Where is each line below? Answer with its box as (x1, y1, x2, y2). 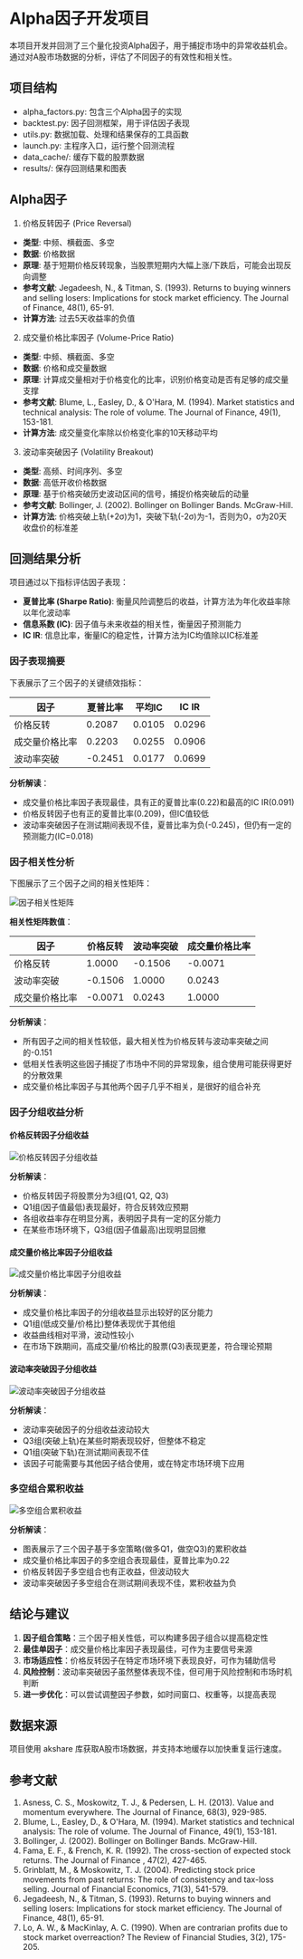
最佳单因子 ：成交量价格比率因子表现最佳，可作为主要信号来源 (22, 1643, 253, 1654)
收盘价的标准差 (22, 522, 79, 533)
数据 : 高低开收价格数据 (22, 476, 107, 487)
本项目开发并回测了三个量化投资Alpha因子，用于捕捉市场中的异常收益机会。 (9, 40, 292, 51)
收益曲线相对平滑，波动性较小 (22, 1330, 134, 1340)
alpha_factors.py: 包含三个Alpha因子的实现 (22, 106, 183, 117)
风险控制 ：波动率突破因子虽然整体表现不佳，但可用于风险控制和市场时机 (22, 1666, 292, 1676)
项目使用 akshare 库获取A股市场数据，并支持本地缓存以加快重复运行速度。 (9, 1743, 287, 1754)
